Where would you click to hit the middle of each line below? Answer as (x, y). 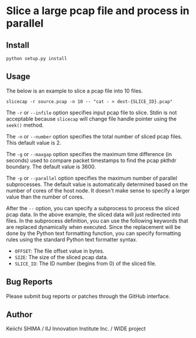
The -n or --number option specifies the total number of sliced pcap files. (94, 136)
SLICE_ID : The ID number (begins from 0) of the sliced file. (85, 263)
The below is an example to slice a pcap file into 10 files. (74, 91)
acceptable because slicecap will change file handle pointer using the (92, 118)
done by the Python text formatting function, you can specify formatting (94, 233)
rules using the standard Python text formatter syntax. (72, 239)
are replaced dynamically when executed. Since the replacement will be (94, 227)
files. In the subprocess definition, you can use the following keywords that (97, 221)
